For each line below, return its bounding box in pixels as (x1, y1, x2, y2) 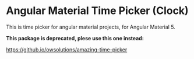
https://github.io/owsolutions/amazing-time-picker (6, 46, 128, 53)
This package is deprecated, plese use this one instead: (6, 34, 144, 41)
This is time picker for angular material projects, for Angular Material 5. (6, 23, 176, 30)
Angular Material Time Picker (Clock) (6, 4, 189, 18)
